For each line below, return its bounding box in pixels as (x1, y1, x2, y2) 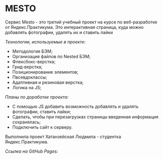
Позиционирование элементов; (12, 69, 78, 75)
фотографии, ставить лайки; (12, 108, 71, 115)
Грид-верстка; (12, 64, 43, 70)
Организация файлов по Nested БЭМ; (12, 53, 91, 59)
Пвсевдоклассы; (12, 74, 47, 80)
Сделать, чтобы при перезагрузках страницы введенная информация (12, 114, 159, 119)
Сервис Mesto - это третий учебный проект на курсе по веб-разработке (5, 19, 158, 25)
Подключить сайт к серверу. (12, 124, 72, 130)
